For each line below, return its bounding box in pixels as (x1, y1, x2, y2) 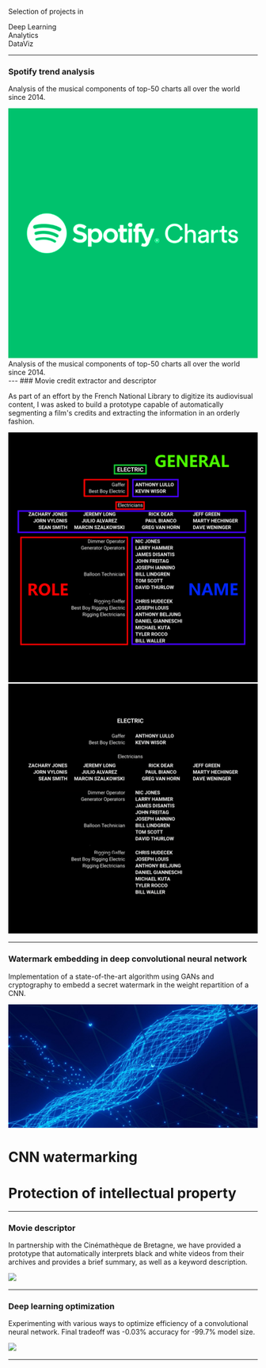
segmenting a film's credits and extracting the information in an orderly (8, 408, 240, 418)
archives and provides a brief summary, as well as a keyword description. (8, 1257, 248, 1267)
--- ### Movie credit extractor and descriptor (8, 376, 157, 385)
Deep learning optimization (8, 1301, 115, 1312)
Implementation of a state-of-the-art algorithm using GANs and (8, 971, 215, 981)
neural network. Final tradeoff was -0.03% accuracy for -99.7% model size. (8, 1328, 256, 1337)
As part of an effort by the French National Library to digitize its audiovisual (8, 392, 253, 401)
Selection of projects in (8, 7, 84, 16)
